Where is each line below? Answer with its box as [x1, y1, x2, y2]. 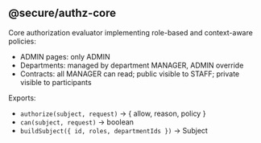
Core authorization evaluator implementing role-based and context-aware [8, 27, 254, 37]
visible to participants [19, 77, 92, 87]
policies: [8, 36, 36, 46]
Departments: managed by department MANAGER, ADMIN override [19, 60, 244, 70]
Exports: [8, 92, 36, 103]
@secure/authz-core [8, 6, 117, 20]
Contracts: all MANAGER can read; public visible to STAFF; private [19, 68, 240, 79]
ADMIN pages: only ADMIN [19, 51, 110, 61]
